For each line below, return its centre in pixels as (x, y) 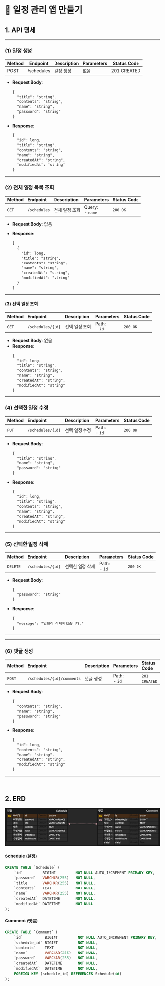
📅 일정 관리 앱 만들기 (44, 10)
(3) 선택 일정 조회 (22, 304)
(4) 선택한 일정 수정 (27, 408)
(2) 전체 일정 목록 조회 (29, 188)
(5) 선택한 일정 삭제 (27, 544)
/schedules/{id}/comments (54, 679)
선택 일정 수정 (78, 430)
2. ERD (15, 799)
